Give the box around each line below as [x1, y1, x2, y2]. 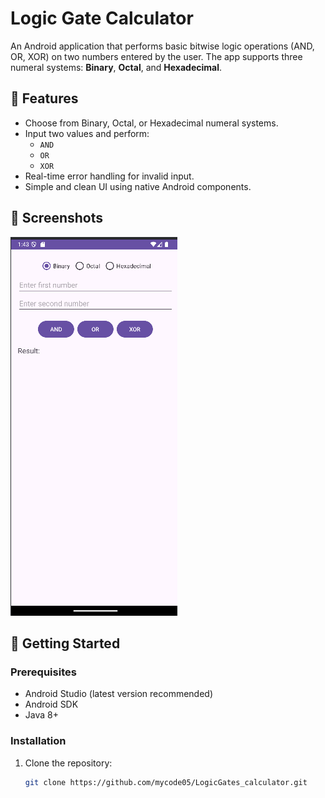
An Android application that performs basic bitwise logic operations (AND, [10, 40, 315, 52]
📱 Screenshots [10, 210, 104, 227]
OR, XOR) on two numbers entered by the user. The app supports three [10, 50, 303, 62]
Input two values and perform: [24, 127, 150, 139]
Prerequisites [10, 665, 77, 679]
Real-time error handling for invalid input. [24, 170, 195, 182]
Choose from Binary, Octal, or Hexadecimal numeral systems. [24, 117, 279, 129]
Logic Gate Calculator [10, 7, 194, 30]
